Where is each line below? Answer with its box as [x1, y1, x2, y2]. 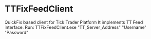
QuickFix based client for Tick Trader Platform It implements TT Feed [4, 19, 143, 25]
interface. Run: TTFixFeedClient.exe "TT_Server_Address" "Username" [4, 24, 147, 30]
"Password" [4, 29, 29, 35]
